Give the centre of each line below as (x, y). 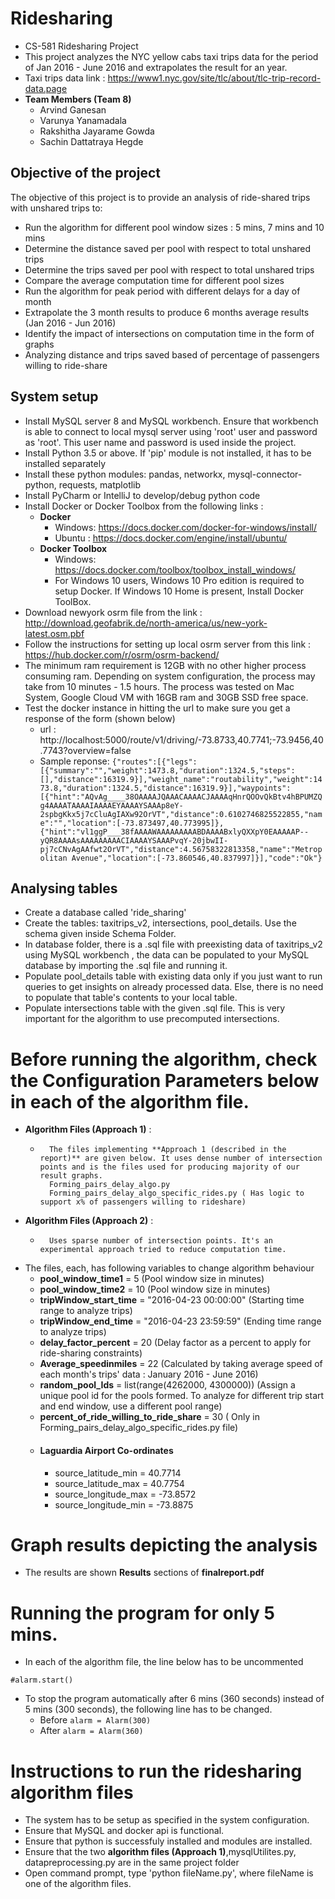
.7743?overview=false (85, 750)
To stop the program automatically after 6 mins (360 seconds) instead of (174, 1699)
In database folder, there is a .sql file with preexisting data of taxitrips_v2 (173, 944)
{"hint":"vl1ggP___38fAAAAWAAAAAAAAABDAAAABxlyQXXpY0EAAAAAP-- (174, 832)
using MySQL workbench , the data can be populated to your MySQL (167, 955)
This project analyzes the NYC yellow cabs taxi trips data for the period (171, 56)
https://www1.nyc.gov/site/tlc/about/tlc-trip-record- (214, 78)
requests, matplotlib (100, 484)
